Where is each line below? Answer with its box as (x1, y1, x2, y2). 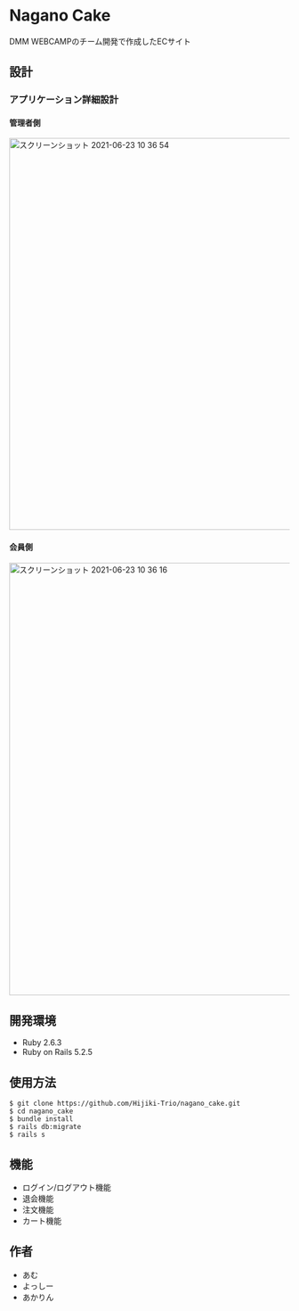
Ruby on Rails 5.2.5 (21, 1047, 93, 1058)
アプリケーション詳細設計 (9, 94, 118, 106)
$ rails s (9, 1130, 46, 1140)
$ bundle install (9, 1115, 74, 1124)
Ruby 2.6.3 (21, 1037, 62, 1048)
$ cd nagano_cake (9, 1107, 74, 1116)
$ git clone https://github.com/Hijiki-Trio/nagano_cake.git (9, 1099, 241, 1109)
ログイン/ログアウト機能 (21, 1183, 111, 1193)
